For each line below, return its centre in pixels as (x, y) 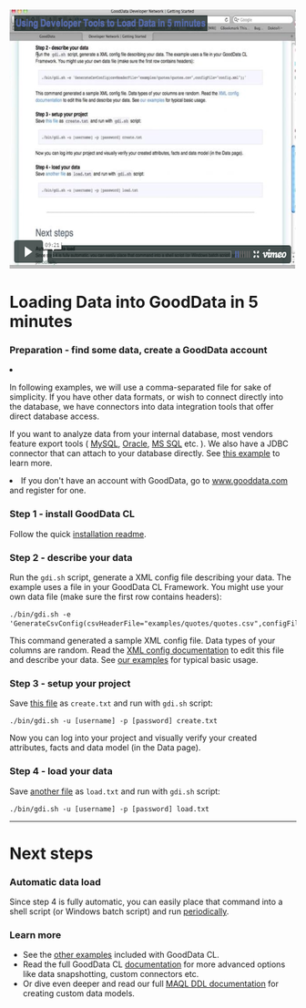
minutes (41, 322)
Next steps (51, 853)
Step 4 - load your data (61, 771)
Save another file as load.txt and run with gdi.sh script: (115, 791)
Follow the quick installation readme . (78, 534)
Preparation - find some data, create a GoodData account (138, 351)
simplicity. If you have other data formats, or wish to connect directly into (147, 397)
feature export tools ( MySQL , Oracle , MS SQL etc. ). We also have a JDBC (149, 443)
